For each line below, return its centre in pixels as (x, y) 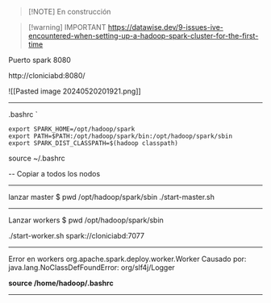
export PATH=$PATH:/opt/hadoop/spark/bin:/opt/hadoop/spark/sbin (120, 136)
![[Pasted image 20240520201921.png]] (75, 91)
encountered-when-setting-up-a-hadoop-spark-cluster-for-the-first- (143, 36)
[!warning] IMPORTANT (67, 27)
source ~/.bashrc (37, 158)
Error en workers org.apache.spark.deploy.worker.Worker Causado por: (127, 259)
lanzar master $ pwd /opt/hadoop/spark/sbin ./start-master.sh (112, 197)
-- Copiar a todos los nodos (54, 174)
